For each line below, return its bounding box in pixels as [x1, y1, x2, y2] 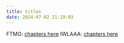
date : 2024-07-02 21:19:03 [6, 14, 74, 20]
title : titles [6, 8, 42, 15]
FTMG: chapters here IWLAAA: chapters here [6, 30, 119, 37]
